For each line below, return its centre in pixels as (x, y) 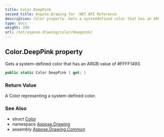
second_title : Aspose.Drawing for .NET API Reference (61, 14)
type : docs (16, 23)
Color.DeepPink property (44, 52)
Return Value (21, 85)
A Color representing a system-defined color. (51, 96)
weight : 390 (17, 28)
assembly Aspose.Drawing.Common (49, 129)
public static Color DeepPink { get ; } (46, 73)
